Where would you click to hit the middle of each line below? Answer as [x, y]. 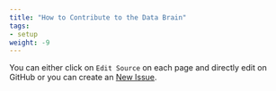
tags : [19, 26]
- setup [24, 34]
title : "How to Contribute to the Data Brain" [98, 17]
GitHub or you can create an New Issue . [83, 78]
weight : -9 [30, 42]
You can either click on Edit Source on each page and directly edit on [138, 68]
